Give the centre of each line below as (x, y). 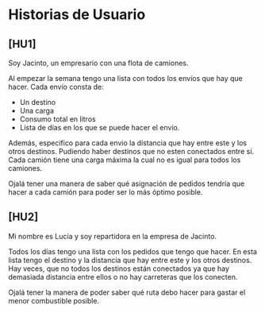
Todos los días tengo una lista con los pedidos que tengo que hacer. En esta (133, 251)
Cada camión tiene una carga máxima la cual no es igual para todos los (125, 160)
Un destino (38, 102)
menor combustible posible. (54, 300)
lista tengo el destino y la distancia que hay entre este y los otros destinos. (130, 260)
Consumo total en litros (58, 119)
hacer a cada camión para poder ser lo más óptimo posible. (106, 192)
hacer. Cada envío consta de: (56, 87)
